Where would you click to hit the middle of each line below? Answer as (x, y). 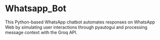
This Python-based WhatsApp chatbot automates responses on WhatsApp (80, 22)
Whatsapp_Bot (36, 9)
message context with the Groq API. (41, 32)
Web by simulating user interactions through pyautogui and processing (76, 27)
